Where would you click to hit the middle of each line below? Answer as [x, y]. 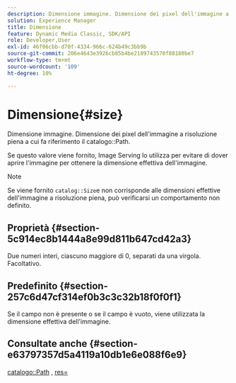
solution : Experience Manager [52, 21]
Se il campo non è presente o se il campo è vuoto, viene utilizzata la [106, 314]
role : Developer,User [39, 40]
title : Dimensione [34, 27]
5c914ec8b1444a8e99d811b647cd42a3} [100, 239]
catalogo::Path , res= [38, 372]
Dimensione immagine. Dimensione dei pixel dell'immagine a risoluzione [112, 134]
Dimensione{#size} [65, 115]
